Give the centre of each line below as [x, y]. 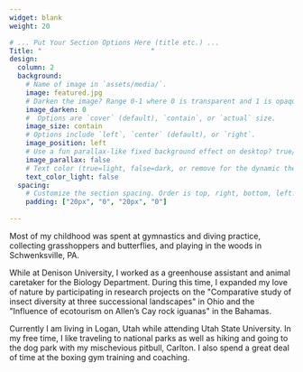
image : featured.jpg [64, 93]
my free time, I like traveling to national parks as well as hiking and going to [149, 338]
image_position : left [66, 144]
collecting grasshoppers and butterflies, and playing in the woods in [136, 246]
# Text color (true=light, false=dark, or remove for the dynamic [153, 168]
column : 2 [36, 68]
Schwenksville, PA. [44, 255]
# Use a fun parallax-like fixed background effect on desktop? [149, 152]
